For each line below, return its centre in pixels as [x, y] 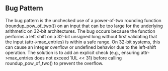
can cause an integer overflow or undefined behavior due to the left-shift [81, 47]
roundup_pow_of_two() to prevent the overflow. [54, 63]
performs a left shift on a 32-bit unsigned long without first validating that [81, 36]
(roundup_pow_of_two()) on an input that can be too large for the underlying [84, 26]
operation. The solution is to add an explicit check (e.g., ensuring [72, 52]
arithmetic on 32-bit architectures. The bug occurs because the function [80, 31]
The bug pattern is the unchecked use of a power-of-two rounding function [83, 20]
